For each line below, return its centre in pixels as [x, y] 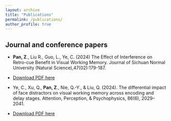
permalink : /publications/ [34, 19]
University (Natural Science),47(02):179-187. [59, 68]
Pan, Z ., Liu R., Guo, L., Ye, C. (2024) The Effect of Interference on [82, 57]
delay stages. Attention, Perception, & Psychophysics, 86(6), [76, 98]
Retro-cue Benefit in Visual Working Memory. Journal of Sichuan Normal [89, 63]
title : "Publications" [29, 15]
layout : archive [22, 10]
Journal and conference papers [57, 44]
